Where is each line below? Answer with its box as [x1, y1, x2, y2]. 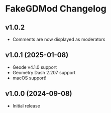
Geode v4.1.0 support [12, 64, 57, 70]
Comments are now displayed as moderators [12, 36, 105, 42]
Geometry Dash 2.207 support [12, 69, 76, 75]
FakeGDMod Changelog [5, 3, 106, 15]
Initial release [12, 102, 40, 108]
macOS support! [12, 75, 47, 81]
